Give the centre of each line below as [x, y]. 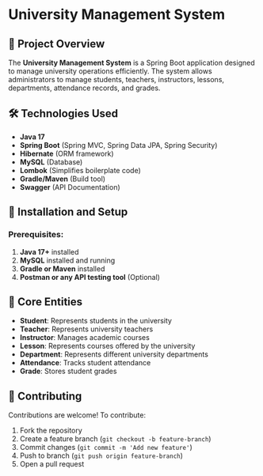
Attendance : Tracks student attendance [85, 363]
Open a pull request [52, 464]
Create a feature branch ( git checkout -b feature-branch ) [115, 439]
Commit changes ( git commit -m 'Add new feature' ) [106, 448]
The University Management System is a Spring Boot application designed [131, 62]
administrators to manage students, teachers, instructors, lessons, [116, 79]
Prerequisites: [36, 235]
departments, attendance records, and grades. [84, 88]
